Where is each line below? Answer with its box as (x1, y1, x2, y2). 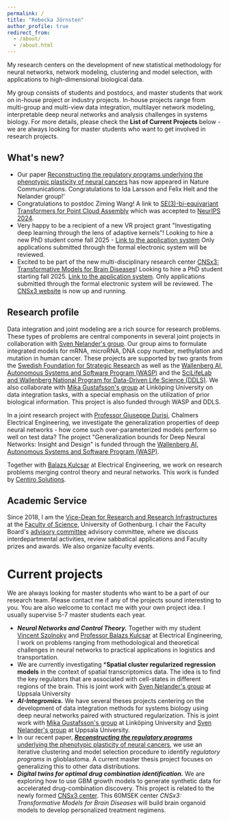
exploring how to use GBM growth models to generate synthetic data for (16, 777, 221, 785)
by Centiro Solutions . (7, 475, 66, 483)
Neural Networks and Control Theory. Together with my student (16, 624, 201, 633)
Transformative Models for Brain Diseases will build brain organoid (16, 799, 206, 807)
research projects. (7, 132, 59, 140)
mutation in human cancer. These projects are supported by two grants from (7, 354, 223, 362)
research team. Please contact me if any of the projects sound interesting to (7, 596, 222, 604)
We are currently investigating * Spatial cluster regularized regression (16, 661, 216, 669)
